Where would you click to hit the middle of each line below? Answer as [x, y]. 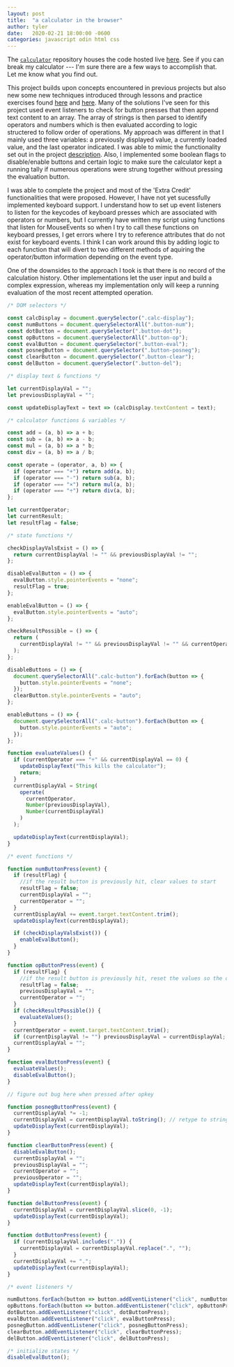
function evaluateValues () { [49, 753]
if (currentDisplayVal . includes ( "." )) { [73, 1242]
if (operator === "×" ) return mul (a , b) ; [75, 484]
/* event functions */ [40, 856]
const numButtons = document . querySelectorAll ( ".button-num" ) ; [101, 324]
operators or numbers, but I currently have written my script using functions [116, 220]
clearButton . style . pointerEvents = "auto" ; [77, 696]
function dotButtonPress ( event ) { [57, 1235]
